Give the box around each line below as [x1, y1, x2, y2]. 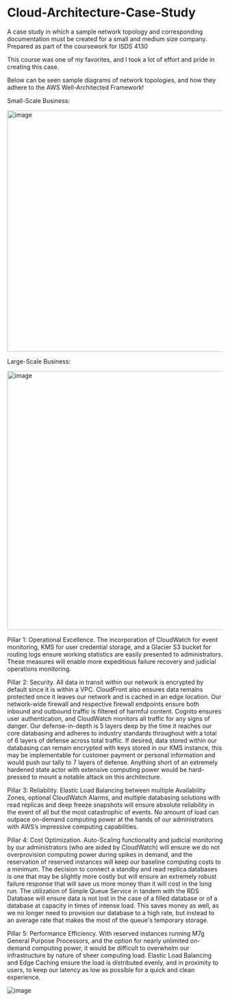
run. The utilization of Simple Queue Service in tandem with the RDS [7, 886, 200, 895]
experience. [7, 973, 41, 981]
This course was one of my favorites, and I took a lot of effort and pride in [7, 55, 215, 63]
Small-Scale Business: [7, 96, 71, 104]
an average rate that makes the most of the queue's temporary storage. [7, 916, 209, 924]
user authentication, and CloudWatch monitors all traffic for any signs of [7, 714, 210, 722]
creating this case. [7, 62, 60, 71]
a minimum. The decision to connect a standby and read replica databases [7, 864, 218, 873]
